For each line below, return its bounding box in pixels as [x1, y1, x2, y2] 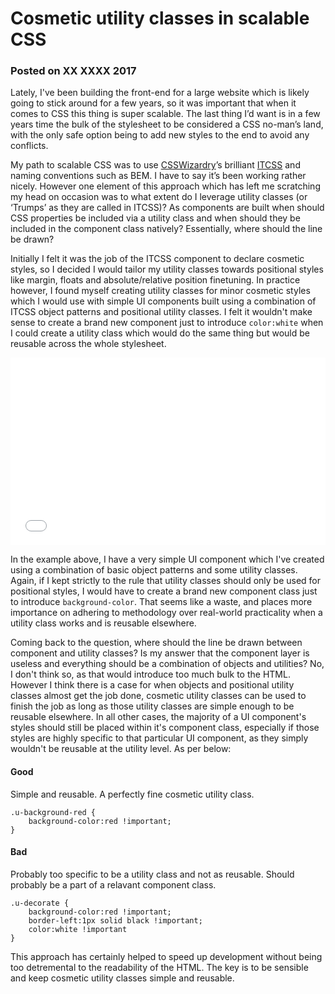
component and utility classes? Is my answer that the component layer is [10, 647, 310, 659]
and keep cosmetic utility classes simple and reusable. [10, 972, 235, 984]
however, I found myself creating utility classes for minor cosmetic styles [10, 285, 311, 297]
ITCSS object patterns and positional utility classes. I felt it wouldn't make [10, 306, 313, 318]
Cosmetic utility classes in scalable [10, 7, 310, 30]
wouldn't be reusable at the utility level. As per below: [10, 743, 232, 755]
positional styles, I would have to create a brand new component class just [10, 585, 318, 597]
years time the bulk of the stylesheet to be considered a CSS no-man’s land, [10, 118, 324, 131]
